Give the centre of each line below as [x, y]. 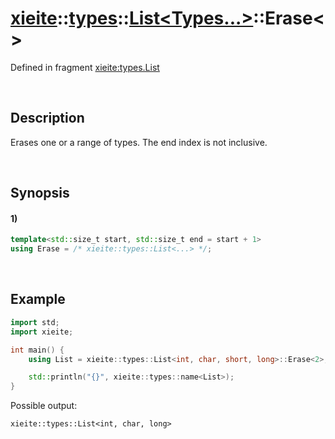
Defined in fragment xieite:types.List [85, 67]
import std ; [35, 322]
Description [47, 118]
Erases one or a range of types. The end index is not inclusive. [139, 142]
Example [38, 299]
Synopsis [40, 193]
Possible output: [44, 406]
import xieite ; [42, 332]
